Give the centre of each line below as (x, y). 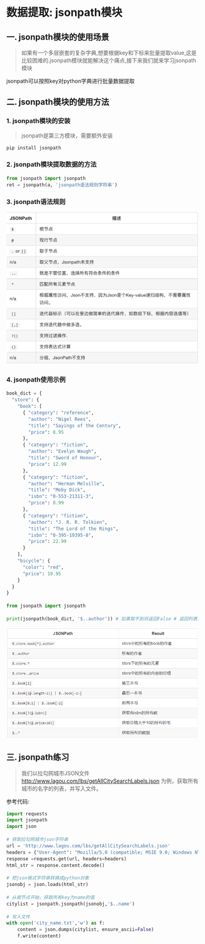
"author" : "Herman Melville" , (67, 484)
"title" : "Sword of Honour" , (65, 458)
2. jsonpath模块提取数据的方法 (52, 164)
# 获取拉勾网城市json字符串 (37, 840)
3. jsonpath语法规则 (36, 202)
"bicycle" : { (34, 561)
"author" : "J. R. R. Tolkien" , (68, 522)
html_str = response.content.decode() (56, 865)
